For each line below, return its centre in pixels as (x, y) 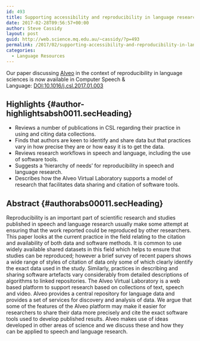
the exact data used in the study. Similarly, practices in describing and (92, 268)
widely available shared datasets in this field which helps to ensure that (93, 249)
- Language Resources (38, 56)
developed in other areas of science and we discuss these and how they (95, 326)
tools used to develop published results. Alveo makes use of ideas (87, 319)
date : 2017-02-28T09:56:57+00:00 (48, 23)
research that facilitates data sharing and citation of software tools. (97, 184)
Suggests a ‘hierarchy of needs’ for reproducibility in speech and (94, 166)
